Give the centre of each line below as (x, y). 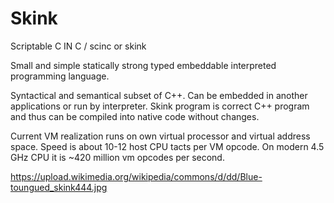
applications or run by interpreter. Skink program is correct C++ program (160, 106)
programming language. (60, 76)
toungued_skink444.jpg (59, 187)
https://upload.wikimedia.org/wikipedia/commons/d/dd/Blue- (136, 176)
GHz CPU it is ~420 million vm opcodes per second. (117, 157)
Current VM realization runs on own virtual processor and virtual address (160, 136)
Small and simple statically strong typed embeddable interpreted (143, 65)
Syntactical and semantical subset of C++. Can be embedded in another (159, 95)
